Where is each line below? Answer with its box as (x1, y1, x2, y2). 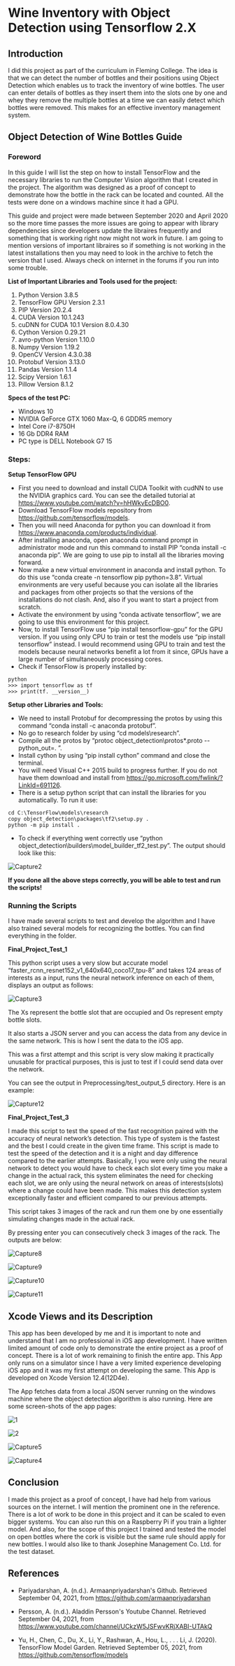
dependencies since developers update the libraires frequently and (8, 226, 201, 235)
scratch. (17, 602, 43, 611)
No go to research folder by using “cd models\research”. (17, 728, 181, 737)
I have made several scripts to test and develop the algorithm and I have (8, 917, 215, 925)
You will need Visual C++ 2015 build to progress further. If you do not (17, 765, 218, 775)
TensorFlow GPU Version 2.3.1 (17, 298, 106, 306)
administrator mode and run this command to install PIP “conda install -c (17, 543, 227, 551)
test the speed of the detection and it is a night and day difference (8, 1149, 199, 1158)
